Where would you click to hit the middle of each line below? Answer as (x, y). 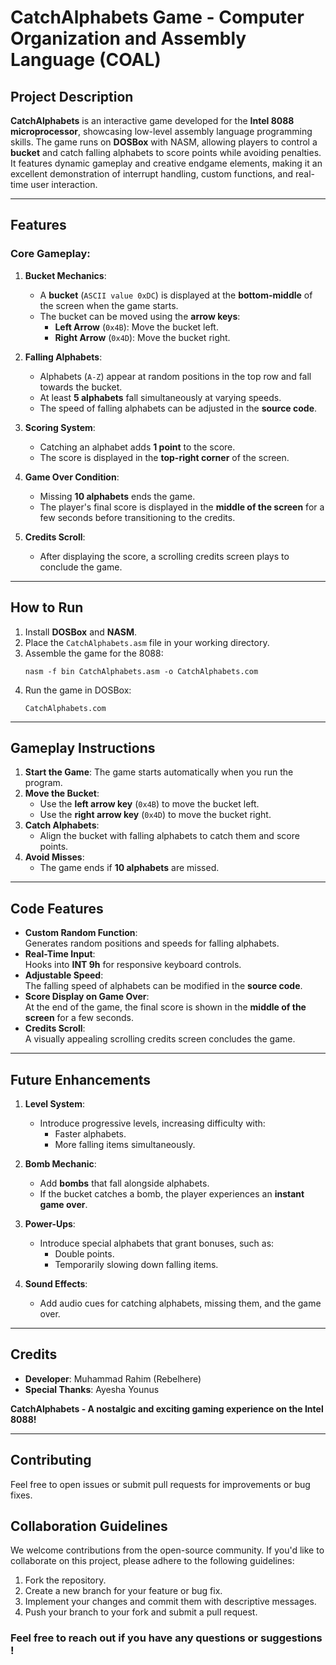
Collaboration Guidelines (89, 1526)
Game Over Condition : (72, 477)
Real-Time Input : (60, 954)
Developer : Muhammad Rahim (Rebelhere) (113, 1378)
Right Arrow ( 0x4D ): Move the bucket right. (142, 337)
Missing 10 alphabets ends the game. (117, 496)
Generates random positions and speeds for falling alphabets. (152, 943)
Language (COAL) (86, 60)
